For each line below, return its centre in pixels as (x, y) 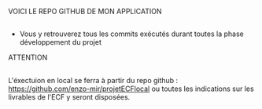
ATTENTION (28, 57)
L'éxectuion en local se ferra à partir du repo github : (93, 80)
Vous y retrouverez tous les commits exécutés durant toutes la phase (131, 34)
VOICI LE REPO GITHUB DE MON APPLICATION (85, 11)
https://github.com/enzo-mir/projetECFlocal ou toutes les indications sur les (131, 89)
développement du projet (61, 42)
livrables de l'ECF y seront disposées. (69, 96)
